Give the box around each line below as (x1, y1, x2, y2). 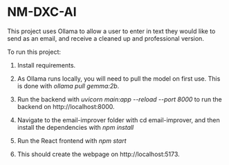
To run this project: (7, 48, 61, 56)
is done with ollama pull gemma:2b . (17, 81, 120, 90)
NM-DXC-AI (7, 4, 77, 20)
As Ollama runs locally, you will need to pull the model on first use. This (17, 74, 221, 83)
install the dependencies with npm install (17, 123, 134, 131)
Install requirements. (17, 61, 76, 69)
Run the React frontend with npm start (17, 136, 127, 145)
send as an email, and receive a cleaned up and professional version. (7, 34, 204, 42)
